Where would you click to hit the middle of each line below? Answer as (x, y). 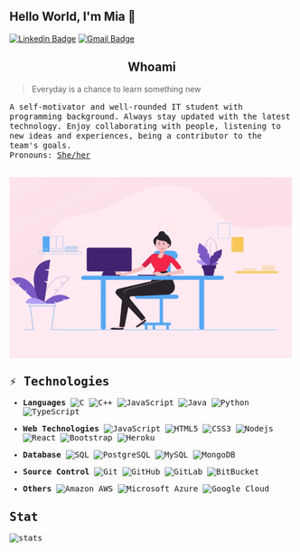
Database (42, 455)
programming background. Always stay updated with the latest (150, 116)
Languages (44, 403)
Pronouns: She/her (50, 155)
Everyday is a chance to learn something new (116, 89)
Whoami (152, 68)
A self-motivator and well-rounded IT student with (127, 107)
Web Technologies (61, 429)
